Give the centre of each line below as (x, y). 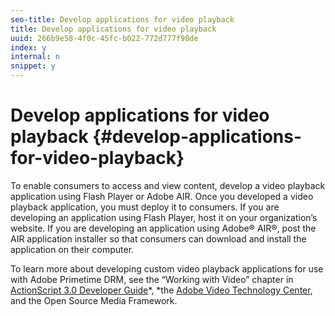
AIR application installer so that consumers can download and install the (158, 238)
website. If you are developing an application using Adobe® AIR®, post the (163, 228)
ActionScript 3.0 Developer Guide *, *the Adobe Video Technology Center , (161, 290)
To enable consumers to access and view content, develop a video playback (168, 185)
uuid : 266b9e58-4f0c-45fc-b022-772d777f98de (104, 38)
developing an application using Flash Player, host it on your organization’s (164, 217)
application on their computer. (72, 249)
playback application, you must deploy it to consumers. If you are (145, 207)
